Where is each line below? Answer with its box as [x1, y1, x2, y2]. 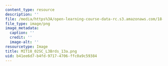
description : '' [5, 12, 39, 17]
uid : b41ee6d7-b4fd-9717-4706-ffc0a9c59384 [5, 53, 97, 59]
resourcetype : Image [5, 44, 48, 49]
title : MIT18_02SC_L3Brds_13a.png [5, 49, 77, 54]
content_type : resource [5, 7, 55, 12]
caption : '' [9, 30, 35, 35]
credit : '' [9, 35, 32, 40]
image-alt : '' [9, 40, 39, 45]
